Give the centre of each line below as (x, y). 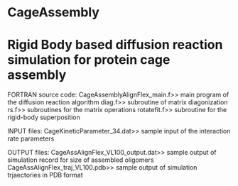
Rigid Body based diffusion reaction (115, 45)
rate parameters (31, 138)
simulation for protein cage (89, 60)
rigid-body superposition (44, 117)
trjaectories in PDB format (45, 175)
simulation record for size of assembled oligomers (81, 160)
